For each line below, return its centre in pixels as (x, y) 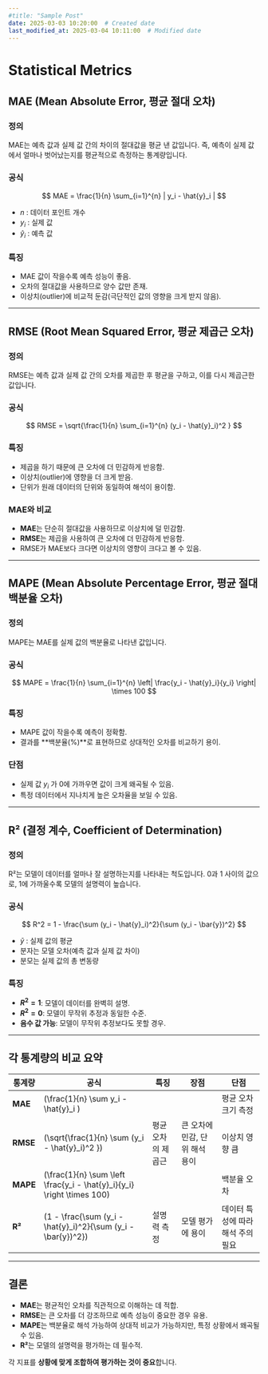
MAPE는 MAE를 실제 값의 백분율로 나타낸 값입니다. (88, 642)
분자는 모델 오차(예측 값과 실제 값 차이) (80, 951)
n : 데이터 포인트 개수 (53, 212)
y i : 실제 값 (36, 223)
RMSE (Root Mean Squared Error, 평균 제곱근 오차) (131, 331)
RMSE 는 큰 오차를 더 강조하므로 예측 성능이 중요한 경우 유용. (114, 1315)
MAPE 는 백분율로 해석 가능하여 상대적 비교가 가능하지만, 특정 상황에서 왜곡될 (140, 1325)
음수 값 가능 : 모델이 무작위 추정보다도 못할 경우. (93, 1023)
